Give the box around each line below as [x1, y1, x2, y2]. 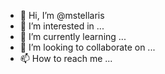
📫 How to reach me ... [19, 53, 113, 64]
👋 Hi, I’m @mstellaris [19, 10, 105, 21]
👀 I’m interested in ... [19, 20, 105, 32]
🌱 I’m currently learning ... [19, 31, 127, 42]
